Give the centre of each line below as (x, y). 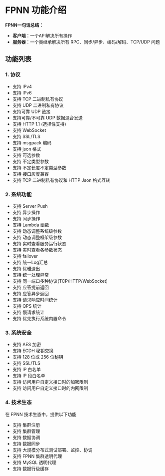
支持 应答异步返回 (30, 293)
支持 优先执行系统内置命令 (39, 318)
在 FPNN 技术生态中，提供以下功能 (41, 414)
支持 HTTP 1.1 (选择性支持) (39, 124)
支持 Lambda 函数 (31, 225)
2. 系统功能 (18, 194)
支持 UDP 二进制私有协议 (38, 105)
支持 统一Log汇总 (30, 262)
